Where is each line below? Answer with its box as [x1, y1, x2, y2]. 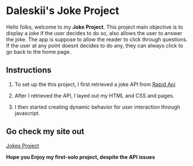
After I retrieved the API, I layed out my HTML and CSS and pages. [14, 92, 174, 99]
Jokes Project [6, 142, 39, 149]
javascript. [14, 109, 40, 116]
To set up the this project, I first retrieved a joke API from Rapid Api [14, 81, 175, 88]
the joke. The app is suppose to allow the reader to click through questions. [6, 36, 188, 43]
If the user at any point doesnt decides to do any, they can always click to [6, 42, 184, 49]
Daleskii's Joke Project [6, 4, 119, 18]
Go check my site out [6, 127, 85, 137]
